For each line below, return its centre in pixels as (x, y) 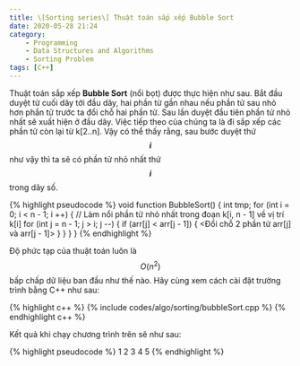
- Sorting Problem (60, 59)
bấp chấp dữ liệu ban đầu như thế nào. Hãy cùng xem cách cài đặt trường (145, 280)
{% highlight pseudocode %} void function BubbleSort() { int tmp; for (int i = (150, 205)
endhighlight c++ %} (47, 317)
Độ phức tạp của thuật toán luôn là (73, 250)
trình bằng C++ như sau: (55, 290)
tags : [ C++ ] (31, 68)
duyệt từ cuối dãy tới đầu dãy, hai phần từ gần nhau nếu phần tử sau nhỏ (143, 102)
